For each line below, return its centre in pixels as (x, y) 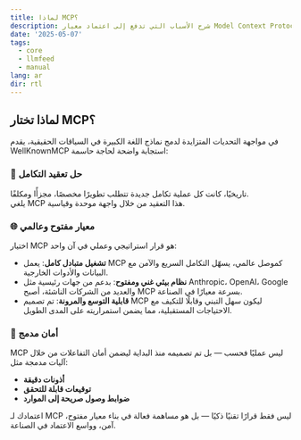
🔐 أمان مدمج (34, 333)
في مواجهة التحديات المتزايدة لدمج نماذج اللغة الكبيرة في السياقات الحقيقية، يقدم (145, 141)
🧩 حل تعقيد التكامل (46, 174)
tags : (20, 42)
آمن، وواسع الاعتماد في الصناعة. (63, 426)
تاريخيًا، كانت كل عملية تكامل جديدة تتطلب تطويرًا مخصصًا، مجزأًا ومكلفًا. (130, 194)
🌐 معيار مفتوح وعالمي (52, 226)
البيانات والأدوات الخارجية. (66, 272)
